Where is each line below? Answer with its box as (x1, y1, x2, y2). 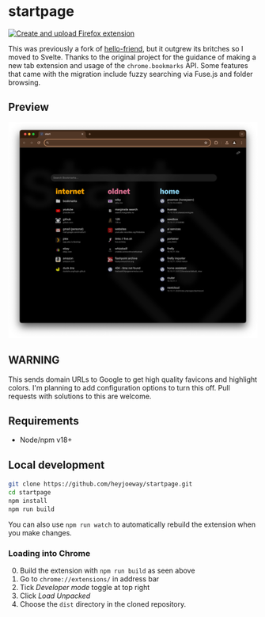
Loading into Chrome (8, 547, 91, 558)
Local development (8, 458, 105, 471)
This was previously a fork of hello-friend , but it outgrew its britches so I (8, 44, 244, 53)
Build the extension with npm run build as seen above (19, 566, 195, 576)
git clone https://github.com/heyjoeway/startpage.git (8, 480, 193, 489)
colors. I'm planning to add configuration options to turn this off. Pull (8, 383, 231, 392)
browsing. (8, 78, 41, 87)
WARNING (8, 353, 60, 367)
